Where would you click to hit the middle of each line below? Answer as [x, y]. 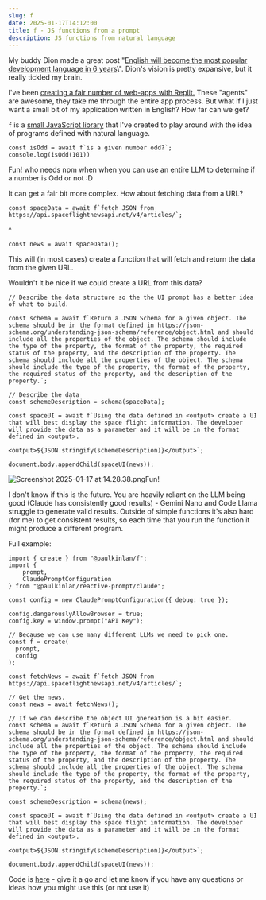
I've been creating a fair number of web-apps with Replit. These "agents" [128, 93]
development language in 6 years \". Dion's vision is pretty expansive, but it [130, 69]
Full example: [30, 544]
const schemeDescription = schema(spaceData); [87, 402]
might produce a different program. [66, 529]
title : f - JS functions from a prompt [74, 30]
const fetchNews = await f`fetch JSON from [81, 677]
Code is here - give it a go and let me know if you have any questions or [126, 879]
